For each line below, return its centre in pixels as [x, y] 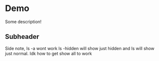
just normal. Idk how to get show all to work [48, 53]
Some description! [23, 22]
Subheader [22, 37]
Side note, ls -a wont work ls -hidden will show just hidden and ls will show [80, 48]
